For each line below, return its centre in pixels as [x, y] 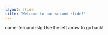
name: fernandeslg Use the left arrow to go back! [54, 27]
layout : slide [19, 9]
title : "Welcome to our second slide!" [45, 14]
